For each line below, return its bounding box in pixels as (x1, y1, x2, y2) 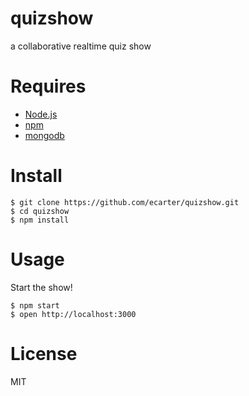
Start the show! (10, 281, 73, 293)
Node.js (24, 108, 58, 120)
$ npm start (10, 300, 60, 311)
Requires (10, 75, 87, 98)
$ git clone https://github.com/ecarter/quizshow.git (10, 197, 240, 207)
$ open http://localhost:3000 (10, 309, 137, 319)
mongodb (24, 129, 65, 141)
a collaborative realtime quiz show (10, 40, 152, 52)
